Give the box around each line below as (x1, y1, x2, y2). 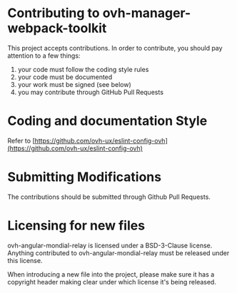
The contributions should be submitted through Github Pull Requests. (7, 192, 211, 201)
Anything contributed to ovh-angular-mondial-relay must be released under (7, 248, 230, 257)
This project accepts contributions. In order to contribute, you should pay (7, 43, 223, 52)
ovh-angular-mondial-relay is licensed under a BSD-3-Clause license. (7, 241, 213, 250)
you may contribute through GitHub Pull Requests (17, 88, 164, 96)
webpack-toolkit (7, 20, 107, 36)
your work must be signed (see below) (17, 80, 131, 88)
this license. (7, 256, 43, 264)
